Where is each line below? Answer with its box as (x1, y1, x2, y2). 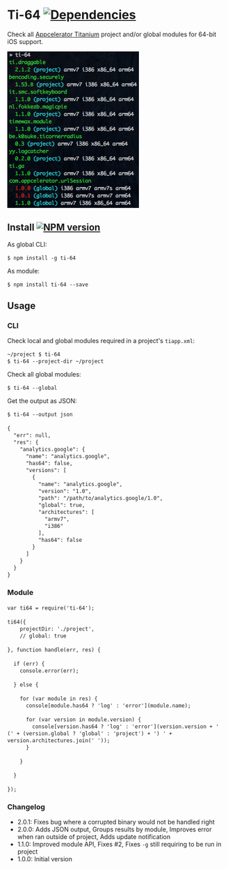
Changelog (7, 802, 45, 812)
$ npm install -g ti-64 (7, 255, 76, 262)
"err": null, (13, 432, 51, 439)
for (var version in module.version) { (25, 716, 141, 723)
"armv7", (44, 516, 70, 523)
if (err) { (13, 660, 45, 667)
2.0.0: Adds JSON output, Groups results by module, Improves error (17, 825, 212, 833)
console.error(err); (19, 667, 79, 674)
